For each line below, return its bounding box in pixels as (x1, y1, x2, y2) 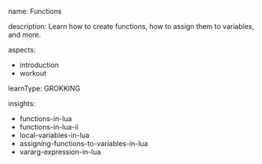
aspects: (8, 45, 36, 54)
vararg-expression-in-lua (19, 148, 101, 156)
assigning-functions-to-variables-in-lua (19, 139, 148, 148)
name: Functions (8, 7, 62, 16)
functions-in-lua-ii (19, 123, 78, 131)
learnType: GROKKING (8, 84, 81, 93)
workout (19, 69, 47, 77)
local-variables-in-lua (19, 130, 90, 140)
